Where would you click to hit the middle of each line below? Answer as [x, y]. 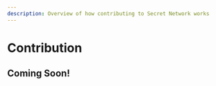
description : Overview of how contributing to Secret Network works [108, 14]
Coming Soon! [39, 74]
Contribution [45, 48]
